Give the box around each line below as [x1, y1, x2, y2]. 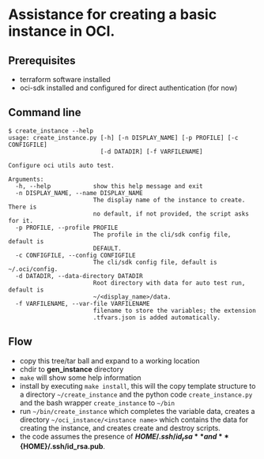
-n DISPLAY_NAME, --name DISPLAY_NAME [15, 189, 144, 197]
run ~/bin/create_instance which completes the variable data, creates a [19, 406, 255, 416]
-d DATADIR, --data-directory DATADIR [15, 272, 144, 280]
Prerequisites [8, 54, 76, 67]
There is [8, 203, 37, 211]
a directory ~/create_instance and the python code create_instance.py [19, 389, 253, 399]
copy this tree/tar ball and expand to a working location [19, 356, 200, 365]
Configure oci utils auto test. [8, 161, 115, 169]
